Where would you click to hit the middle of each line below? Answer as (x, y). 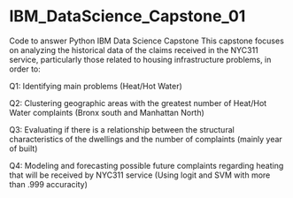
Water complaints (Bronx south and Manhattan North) (107, 112)
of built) (23, 148)
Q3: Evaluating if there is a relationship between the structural (122, 129)
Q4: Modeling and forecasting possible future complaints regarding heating (146, 165)
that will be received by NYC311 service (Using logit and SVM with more (140, 175)
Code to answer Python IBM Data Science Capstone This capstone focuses (147, 41)
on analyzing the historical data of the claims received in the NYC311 (134, 49)
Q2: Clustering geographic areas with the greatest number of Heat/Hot (138, 103)
